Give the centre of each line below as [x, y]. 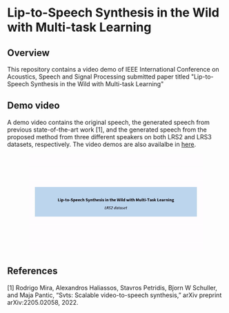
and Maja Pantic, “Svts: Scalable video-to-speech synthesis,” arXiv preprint [114, 295]
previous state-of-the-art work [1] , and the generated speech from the [107, 130]
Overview [29, 53]
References [32, 271]
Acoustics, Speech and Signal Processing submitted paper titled [98, 77]
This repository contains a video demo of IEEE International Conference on [113, 69]
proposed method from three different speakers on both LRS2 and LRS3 [109, 137]
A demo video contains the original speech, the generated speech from [109, 122]
